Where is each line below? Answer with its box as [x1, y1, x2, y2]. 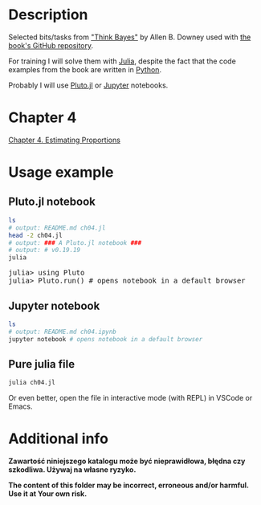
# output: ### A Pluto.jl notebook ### [8, 238, 142, 246]
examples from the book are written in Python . [8, 64, 162, 74]
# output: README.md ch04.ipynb [8, 328, 116, 336]
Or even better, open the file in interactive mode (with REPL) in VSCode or [8, 393, 253, 403]
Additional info [8, 430, 108, 448]
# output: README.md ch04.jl [8, 223, 106, 232]
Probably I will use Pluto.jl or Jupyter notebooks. [8, 80, 169, 90]
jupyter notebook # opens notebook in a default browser [8, 335, 203, 343]
